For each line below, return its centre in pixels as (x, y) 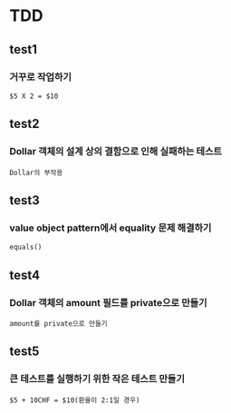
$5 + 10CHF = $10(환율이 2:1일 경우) (75, 400)
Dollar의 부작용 (36, 172)
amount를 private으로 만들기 (59, 323)
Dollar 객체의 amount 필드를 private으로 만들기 (108, 302)
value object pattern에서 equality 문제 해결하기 (111, 228)
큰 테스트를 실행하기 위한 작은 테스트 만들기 (97, 379)
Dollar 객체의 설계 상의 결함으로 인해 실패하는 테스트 (116, 152)
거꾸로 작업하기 (41, 76)
